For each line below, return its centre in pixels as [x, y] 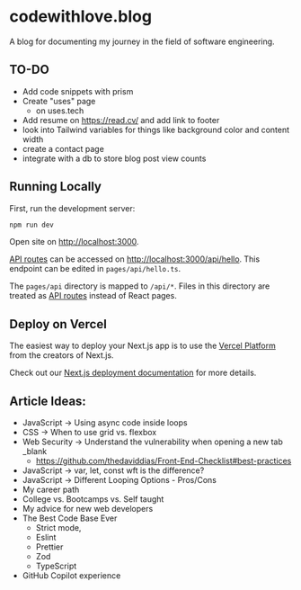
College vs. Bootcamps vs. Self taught [93, 499]
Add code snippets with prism [78, 91]
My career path [51, 490]
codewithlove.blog [81, 17]
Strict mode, [58, 528]
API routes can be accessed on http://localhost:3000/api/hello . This [135, 259]
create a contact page [63, 148]
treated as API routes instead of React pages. [93, 296]
